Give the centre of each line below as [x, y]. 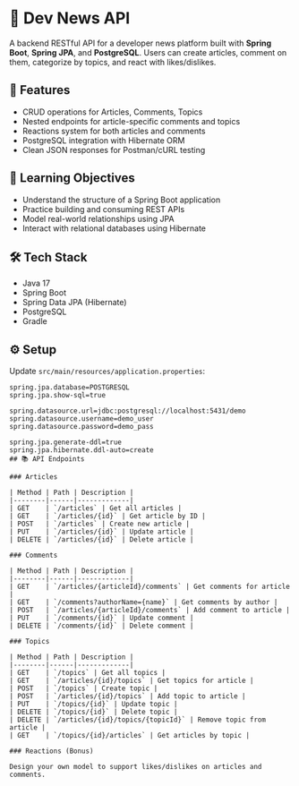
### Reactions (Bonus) [51, 751]
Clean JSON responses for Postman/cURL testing [114, 150]
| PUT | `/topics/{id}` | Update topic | [94, 705]
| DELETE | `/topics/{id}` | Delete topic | [94, 712]
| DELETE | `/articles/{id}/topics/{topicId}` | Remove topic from [138, 720]
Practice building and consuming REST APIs [103, 209]
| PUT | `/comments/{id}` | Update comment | [102, 618]
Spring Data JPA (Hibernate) [74, 303]
